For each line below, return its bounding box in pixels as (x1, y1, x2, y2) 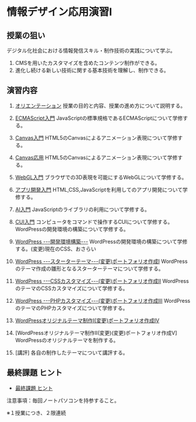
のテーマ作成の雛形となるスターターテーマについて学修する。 (15, 265, 164, 272)
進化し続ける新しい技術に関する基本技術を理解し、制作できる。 (15, 67, 169, 74)
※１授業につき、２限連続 (6, 409, 66, 416)
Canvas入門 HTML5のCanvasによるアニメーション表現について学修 (15, 134, 178, 141)
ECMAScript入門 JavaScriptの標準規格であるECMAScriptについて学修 (15, 115, 183, 122)
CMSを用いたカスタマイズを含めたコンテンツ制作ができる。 (15, 60, 160, 66)
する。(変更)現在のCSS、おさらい (15, 245, 97, 252)
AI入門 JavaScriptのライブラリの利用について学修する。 (15, 206, 150, 213)
